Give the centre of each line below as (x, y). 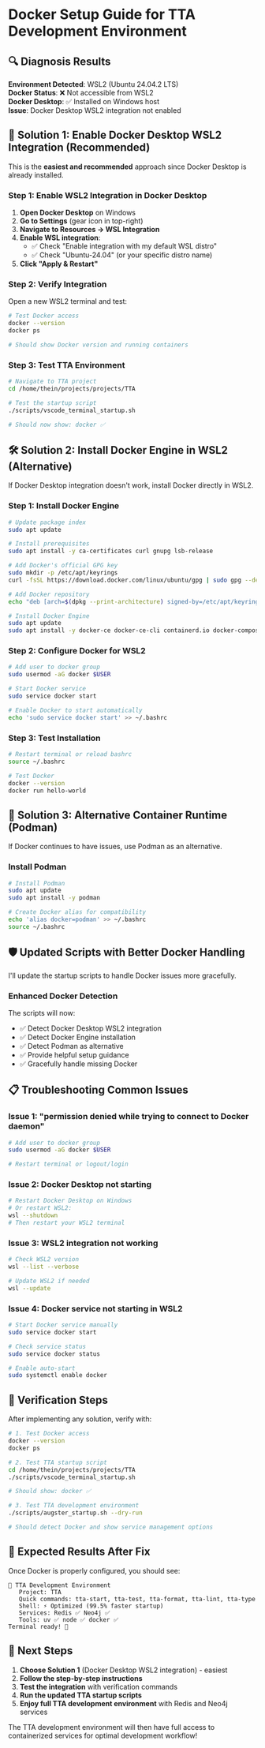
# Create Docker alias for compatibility (77, 912)
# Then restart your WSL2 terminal (67, 1223)
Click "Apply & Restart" (59, 264)
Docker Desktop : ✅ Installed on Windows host (84, 101)
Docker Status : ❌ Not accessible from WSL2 (81, 93)
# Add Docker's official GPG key (63, 566)
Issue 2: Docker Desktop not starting (80, 1185)
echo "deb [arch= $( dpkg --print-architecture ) (86, 601)
